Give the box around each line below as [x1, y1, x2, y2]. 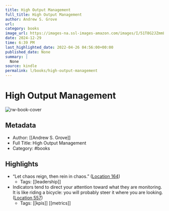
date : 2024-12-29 [5, 36, 42, 41]
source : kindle [5, 63, 37, 68]
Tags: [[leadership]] [20, 178, 61, 184]
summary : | [5, 54, 28, 59]
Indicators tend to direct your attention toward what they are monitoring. [12, 184, 162, 190]
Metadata [5, 121, 36, 130]
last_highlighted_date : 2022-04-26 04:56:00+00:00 [5, 45, 114, 50]
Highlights [5, 160, 39, 169]
